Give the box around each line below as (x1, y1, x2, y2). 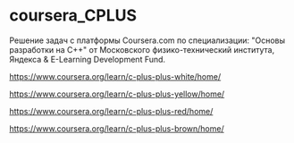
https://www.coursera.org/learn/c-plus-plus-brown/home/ (9, 122, 225, 134)
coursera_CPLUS (9, 5, 137, 26)
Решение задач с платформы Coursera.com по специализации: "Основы (9, 35, 286, 46)
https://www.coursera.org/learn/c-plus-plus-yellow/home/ (9, 88, 225, 99)
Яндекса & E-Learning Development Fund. (9, 54, 166, 64)
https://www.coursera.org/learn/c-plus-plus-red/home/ (9, 105, 214, 116)
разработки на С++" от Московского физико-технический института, (9, 44, 275, 55)
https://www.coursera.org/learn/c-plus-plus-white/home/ (9, 71, 222, 81)
